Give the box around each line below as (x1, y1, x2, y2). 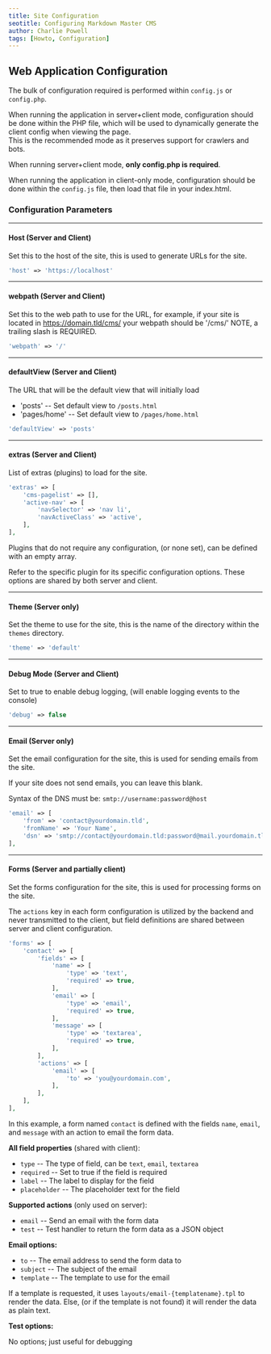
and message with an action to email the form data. (8, 1127, 174, 1137)
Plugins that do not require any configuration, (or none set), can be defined (8, 542, 258, 553)
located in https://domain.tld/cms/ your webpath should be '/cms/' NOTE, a (8, 318, 258, 328)
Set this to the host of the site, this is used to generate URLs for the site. (8, 251, 248, 261)
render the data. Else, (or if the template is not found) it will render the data (8, 1297, 256, 1306)
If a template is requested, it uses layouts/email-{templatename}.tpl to (8, 1288, 245, 1298)
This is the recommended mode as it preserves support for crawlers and (8, 136, 249, 145)
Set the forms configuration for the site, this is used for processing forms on (8, 882, 261, 892)
